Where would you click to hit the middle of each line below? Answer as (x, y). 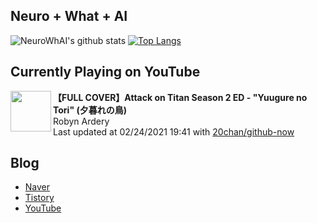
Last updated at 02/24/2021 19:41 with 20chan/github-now (174, 131)
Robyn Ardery (81, 121)
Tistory (39, 198)
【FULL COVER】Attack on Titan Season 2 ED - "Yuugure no (180, 97)
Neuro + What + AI (69, 16)
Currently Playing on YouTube (105, 72)
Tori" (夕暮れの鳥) (90, 110)
